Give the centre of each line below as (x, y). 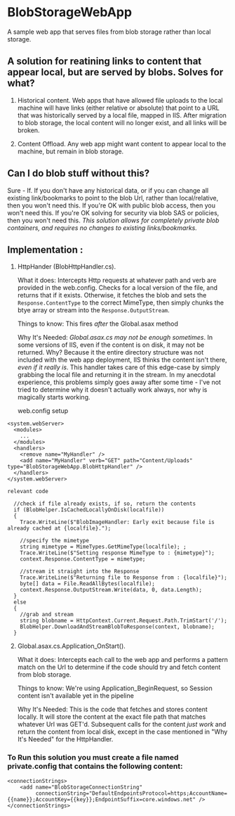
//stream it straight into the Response (80, 572)
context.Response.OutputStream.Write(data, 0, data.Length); (111, 590)
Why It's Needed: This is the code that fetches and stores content (113, 709)
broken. (28, 130)
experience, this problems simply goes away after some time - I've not (119, 382)
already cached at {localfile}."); (59, 528)
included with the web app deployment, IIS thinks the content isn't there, (122, 360)
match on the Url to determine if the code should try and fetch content (119, 667)
